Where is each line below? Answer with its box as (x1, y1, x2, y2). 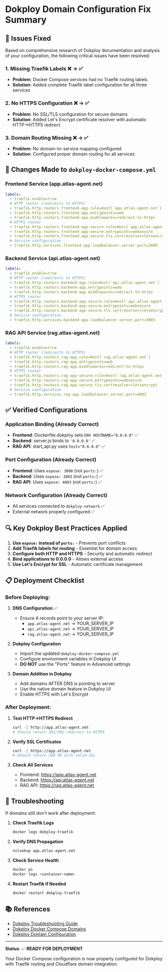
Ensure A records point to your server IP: (19, 615, 104, 621)
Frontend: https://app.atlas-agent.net (19, 772, 96, 778)
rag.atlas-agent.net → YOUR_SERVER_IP (27, 631, 114, 637)
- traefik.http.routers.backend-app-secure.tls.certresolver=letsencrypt (9, 308, 166, 313)
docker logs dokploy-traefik (12, 830, 73, 835)
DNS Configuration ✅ (12, 605, 58, 611)
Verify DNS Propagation (12, 838, 63, 844)
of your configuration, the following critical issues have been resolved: (5, 53, 150, 59)
